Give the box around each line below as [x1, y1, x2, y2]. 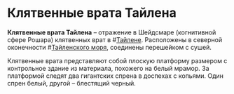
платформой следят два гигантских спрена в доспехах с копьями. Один [7, 72, 224, 80]
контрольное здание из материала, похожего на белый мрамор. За [7, 64, 209, 72]
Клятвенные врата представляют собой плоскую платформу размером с [7, 56, 228, 65]
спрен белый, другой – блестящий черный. [7, 79, 137, 87]
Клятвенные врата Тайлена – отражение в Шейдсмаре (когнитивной [7, 28, 216, 36]
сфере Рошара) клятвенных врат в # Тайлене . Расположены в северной [7, 35, 223, 43]
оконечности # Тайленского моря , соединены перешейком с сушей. [7, 43, 212, 51]
